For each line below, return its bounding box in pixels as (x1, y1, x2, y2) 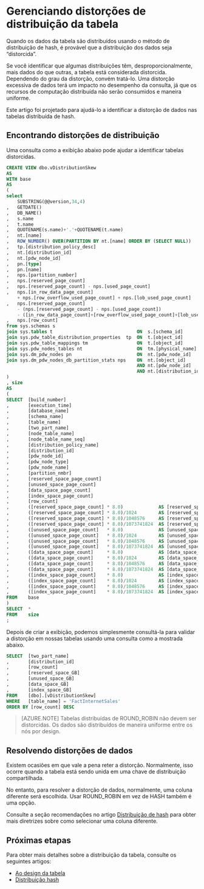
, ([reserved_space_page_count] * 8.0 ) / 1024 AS (6, 510, 165, 516)
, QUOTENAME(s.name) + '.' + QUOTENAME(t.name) (6, 227, 123, 233)
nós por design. (21, 728, 61, 735)
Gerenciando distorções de (6, 4, 146, 18)
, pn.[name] (6, 267, 42, 273)
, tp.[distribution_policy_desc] (6, 244, 97, 250)
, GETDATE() (6, 204, 42, 211)
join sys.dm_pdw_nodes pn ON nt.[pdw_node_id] (6, 351, 191, 357)
